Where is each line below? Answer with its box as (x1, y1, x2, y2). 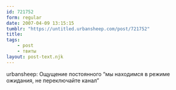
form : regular (6, 14, 42, 21)
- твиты (17, 48, 36, 54)
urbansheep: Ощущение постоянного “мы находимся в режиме (6, 70, 171, 77)
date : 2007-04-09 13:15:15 (6, 20, 74, 26)
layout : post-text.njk (6, 54, 64, 60)
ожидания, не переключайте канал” (6, 77, 100, 84)
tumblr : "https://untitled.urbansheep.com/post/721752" (6, 25, 150, 32)
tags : (6, 37, 20, 43)
